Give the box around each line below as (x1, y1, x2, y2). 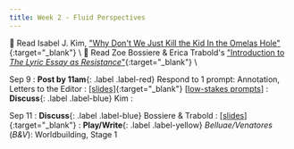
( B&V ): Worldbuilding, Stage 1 (9, 128, 118, 139)
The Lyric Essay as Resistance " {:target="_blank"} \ (9, 56, 197, 67)
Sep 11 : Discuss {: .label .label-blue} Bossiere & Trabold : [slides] (9, 110, 248, 120)
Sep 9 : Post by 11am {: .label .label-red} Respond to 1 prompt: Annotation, (9, 73, 280, 85)
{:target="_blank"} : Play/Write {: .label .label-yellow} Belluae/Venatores (9, 120, 273, 130)
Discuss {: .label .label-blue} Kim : (9, 93, 133, 103)
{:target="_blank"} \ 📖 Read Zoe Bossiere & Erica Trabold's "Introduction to (9, 46, 285, 58)
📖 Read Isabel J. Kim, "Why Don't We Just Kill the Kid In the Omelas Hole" (9, 37, 281, 48)
